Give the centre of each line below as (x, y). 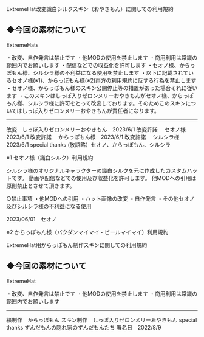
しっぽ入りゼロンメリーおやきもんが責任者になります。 (91, 111)
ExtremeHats (22, 45)
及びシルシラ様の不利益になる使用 (49, 206)
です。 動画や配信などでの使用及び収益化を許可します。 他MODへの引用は (104, 178)
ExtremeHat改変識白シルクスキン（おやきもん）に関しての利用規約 (90, 9)
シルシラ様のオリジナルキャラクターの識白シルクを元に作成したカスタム (97, 170)
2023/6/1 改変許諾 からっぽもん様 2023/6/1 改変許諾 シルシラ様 (93, 137)
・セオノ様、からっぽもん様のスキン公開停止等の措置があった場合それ (94, 88)
